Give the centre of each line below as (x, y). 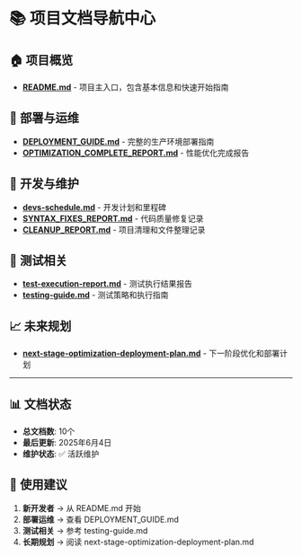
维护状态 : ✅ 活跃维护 (61, 454)
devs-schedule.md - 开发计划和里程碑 (94, 207)
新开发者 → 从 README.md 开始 (82, 507)
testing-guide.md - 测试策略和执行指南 (95, 295)
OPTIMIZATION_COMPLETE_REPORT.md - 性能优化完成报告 (136, 153)
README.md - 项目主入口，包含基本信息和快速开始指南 (125, 87)
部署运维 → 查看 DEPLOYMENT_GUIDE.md (101, 519)
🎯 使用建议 (38, 485)
